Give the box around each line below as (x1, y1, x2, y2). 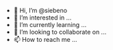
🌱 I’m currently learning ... (13, 21, 87, 28)
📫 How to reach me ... (13, 36, 77, 43)
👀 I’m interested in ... (13, 14, 72, 22)
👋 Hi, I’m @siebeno (13, 7, 67, 14)
